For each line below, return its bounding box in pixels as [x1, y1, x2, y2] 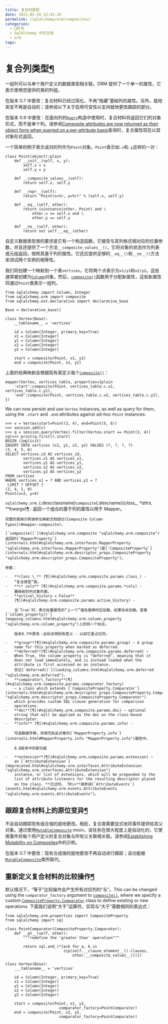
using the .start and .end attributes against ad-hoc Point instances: [5, 411, 146, 417]
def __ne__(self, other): [14, 224, 68, 229]
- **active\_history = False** [5, 593, 75, 598]
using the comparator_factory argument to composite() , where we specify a [5, 892, 161, 898]
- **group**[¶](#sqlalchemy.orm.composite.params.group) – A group [5, 640, 153, 645]
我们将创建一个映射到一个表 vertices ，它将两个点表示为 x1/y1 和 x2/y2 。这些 [5, 267, 159, 273]
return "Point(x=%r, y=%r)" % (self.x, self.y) [23, 193, 124, 198]
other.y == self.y [31, 215, 70, 221]
